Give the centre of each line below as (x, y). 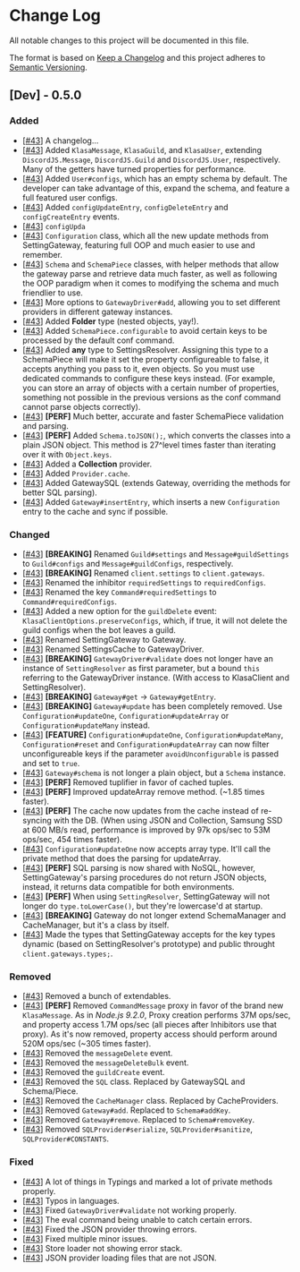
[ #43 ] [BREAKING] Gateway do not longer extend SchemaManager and (154, 915)
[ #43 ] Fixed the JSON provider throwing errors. (109, 1229)
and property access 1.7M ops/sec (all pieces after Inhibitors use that (149, 1025)
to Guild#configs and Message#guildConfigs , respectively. (128, 563)
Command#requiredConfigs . (70, 602)
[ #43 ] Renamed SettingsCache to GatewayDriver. (113, 649)
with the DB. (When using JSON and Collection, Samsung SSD (168, 820)
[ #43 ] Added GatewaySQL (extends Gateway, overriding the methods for (156, 482)
